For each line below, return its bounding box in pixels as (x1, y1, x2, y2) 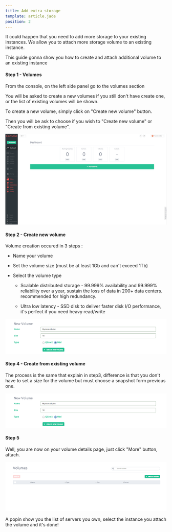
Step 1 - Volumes (5, 72, 42, 78)
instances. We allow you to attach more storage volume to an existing (5, 39, 152, 45)
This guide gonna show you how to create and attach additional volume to (5, 54, 161, 61)
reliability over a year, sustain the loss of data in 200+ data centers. (20, 288, 163, 294)
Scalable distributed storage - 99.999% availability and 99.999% (20, 283, 158, 289)
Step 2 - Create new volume (5, 232, 66, 238)
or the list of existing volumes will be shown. (5, 98, 99, 104)
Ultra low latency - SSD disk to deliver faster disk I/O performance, (20, 303, 161, 309)
